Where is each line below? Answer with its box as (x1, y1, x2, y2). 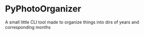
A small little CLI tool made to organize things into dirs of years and (5, 19, 140, 25)
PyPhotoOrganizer (5, 3, 81, 14)
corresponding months (5, 24, 51, 30)
